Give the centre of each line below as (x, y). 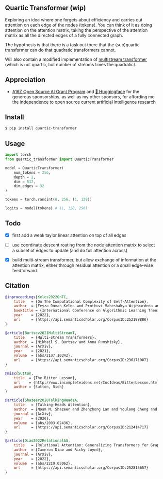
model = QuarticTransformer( (34, 168)
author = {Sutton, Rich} (39, 387)
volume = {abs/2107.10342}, (43, 356)
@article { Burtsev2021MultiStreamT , (41, 333)
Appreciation (25, 80)
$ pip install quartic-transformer (41, 129)
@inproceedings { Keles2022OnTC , (37, 297)
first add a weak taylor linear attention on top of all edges (69, 235)
